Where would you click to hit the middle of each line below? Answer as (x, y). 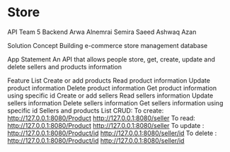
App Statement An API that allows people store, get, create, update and (111, 59)
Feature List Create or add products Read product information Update (109, 80)
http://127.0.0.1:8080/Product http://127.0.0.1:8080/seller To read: (102, 118)
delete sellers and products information (65, 66)
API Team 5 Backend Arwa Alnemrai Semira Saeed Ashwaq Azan (102, 32)
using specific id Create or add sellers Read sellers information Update (110, 95)
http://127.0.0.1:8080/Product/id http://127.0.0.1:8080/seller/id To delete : (112, 133)
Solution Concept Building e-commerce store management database (108, 45)
